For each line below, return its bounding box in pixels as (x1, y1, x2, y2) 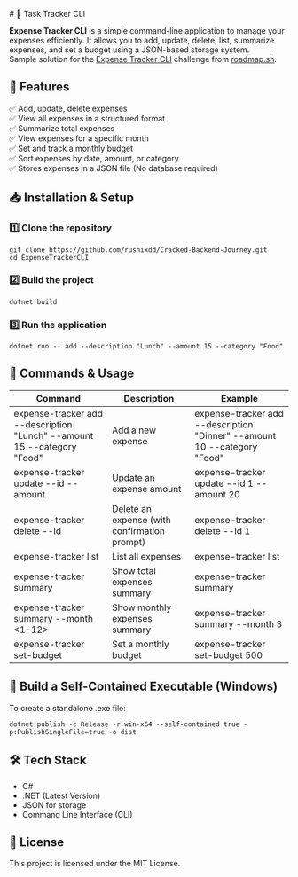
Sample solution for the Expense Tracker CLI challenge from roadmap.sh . (9, 54, 278, 64)
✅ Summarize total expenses (9, 122, 115, 133)
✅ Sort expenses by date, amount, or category (9, 153, 179, 163)
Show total (112, 564, 157, 576)
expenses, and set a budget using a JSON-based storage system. (9, 44, 250, 55)
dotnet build (9, 297, 58, 306)
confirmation (112, 524, 166, 536)
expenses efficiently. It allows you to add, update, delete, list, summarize (9, 35, 275, 45)
